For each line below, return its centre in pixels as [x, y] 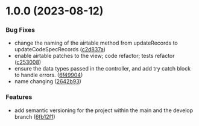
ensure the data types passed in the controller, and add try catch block [103, 69]
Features [19, 97]
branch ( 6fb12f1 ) [35, 116]
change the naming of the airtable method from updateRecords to [96, 43]
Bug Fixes [21, 30]
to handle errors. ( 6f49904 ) [49, 75]
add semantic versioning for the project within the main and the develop [104, 110]
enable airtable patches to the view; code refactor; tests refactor [95, 56]
